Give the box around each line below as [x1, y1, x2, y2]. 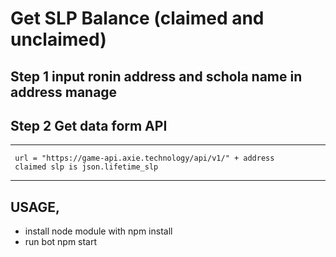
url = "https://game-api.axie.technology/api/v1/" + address [14, 153, 275, 164]
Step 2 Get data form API [10, 117, 168, 134]
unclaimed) [10, 28, 107, 51]
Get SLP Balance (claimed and [10, 7, 265, 30]
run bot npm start [24, 236, 98, 248]
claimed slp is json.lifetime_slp [14, 162, 159, 172]
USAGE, [10, 198, 61, 216]
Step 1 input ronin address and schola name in [10, 68, 303, 85]
